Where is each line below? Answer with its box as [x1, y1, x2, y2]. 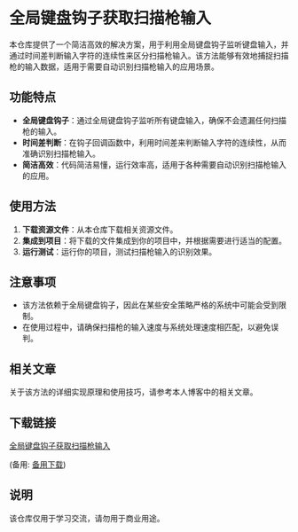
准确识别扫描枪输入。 [21, 148, 100, 159]
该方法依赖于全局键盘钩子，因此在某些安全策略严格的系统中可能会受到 [21, 300, 279, 310]
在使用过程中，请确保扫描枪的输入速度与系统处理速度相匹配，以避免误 [21, 322, 279, 332]
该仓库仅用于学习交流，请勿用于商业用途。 [9, 512, 165, 523]
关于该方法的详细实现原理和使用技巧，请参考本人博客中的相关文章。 [9, 387, 258, 397]
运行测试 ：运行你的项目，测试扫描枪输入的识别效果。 [21, 246, 217, 257]
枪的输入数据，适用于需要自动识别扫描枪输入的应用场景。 [9, 61, 219, 72]
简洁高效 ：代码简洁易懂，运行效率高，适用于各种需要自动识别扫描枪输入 [21, 159, 286, 169]
